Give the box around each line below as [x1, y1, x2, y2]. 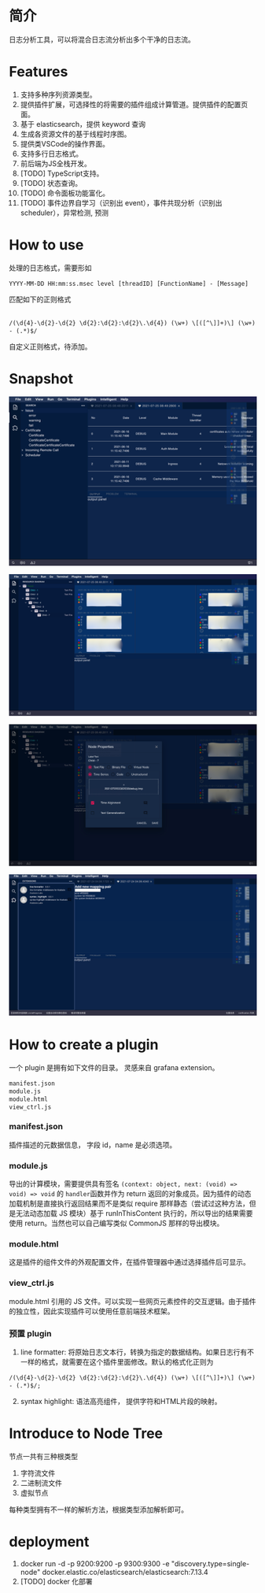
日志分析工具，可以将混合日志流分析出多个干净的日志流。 [9, 35, 195, 44]
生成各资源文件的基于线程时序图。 [20, 129, 131, 139]
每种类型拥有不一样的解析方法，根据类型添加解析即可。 [9, 1505, 188, 1514]
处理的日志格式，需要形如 [9, 263, 92, 272]
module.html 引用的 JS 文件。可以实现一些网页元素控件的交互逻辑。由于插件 [9, 1296, 256, 1306]
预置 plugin [9, 1328, 52, 1339]
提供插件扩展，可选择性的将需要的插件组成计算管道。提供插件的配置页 [20, 99, 248, 109]
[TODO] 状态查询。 [20, 178, 83, 187]
